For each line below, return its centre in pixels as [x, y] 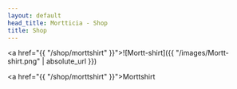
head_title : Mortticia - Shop [58, 23]
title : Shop [27, 30]
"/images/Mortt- [202, 53]
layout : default [34, 15]
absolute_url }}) [71, 61]
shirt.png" [24, 61]
